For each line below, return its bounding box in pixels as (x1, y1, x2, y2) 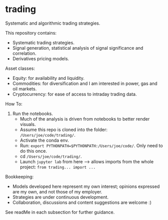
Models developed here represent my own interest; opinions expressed (12, 183, 160, 189)
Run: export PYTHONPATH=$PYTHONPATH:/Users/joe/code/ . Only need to (20, 142, 163, 149)
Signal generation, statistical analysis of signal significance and (12, 45, 144, 51)
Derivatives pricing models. (12, 55, 69, 61)
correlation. (12, 50, 37, 56)
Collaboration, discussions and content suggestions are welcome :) (12, 199, 152, 205)
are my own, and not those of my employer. (12, 188, 103, 194)
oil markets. (12, 85, 37, 91)
